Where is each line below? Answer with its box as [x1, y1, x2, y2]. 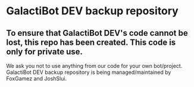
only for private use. [6, 46, 83, 57]
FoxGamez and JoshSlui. [6, 75, 67, 82]
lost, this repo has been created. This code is [6, 37, 176, 47]
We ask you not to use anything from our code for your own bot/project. [6, 63, 183, 69]
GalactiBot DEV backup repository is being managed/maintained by [6, 69, 171, 76]
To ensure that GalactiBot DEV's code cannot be [6, 28, 189, 38]
